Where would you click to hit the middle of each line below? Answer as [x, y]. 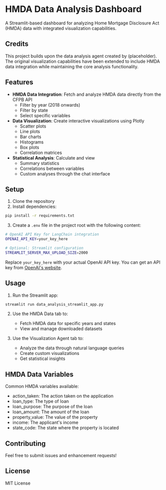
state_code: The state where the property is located [66, 428]
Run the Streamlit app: [35, 295]
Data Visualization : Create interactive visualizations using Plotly [78, 121]
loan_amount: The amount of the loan [51, 412]
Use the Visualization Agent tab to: [48, 338]
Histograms [32, 142]
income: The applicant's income [45, 423]
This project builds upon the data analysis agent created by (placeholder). [81, 56]
